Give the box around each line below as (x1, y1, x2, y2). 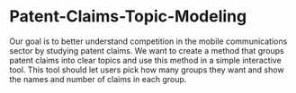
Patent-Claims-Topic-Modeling (9, 6, 247, 27)
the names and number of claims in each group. (9, 73, 187, 84)
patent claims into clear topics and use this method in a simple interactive (9, 55, 282, 65)
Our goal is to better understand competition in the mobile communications (9, 36, 288, 46)
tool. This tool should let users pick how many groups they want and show (9, 64, 285, 75)
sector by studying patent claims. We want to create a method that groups (9, 45, 285, 55)
